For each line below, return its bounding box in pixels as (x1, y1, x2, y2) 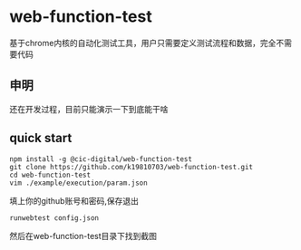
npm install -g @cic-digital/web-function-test (9, 154, 193, 164)
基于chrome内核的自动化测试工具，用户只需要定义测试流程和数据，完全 (9, 37, 277, 48)
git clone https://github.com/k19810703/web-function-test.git (9, 162, 254, 171)
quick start (9, 130, 73, 146)
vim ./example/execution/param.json (9, 178, 148, 187)
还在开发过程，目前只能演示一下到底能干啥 (9, 103, 169, 114)
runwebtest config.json (9, 213, 100, 223)
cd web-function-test (9, 170, 92, 179)
